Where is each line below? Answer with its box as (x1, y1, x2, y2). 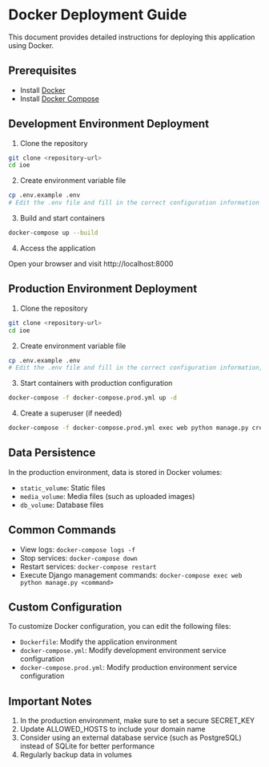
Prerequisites (8, 64, 77, 78)
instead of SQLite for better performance (19, 741, 155, 751)
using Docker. (8, 40, 54, 50)
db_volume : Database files (19, 500, 104, 509)
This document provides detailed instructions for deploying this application (8, 32, 255, 42)
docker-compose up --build (8, 229, 98, 237)
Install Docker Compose (19, 94, 100, 103)
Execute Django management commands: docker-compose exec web (19, 570, 243, 579)
